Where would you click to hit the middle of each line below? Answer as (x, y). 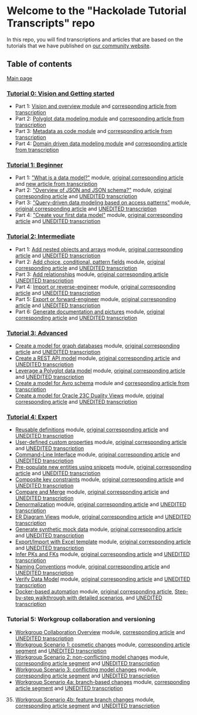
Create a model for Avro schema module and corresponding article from (102, 383)
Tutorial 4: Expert (32, 417)
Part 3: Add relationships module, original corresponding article (92, 274)
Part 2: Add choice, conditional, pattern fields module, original (90, 261)
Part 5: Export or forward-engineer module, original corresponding (96, 299)
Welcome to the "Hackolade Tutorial (97, 11)
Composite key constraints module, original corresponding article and (99, 479)
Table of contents (39, 64)
